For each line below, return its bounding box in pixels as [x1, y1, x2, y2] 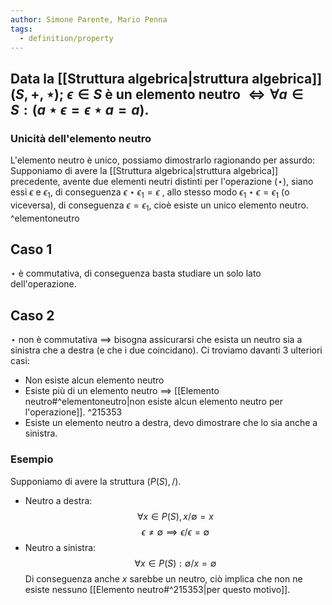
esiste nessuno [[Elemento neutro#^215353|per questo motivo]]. [24, 583, 291, 595]
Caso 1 [10, 241, 53, 258]
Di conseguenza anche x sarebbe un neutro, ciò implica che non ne [24, 572, 303, 585]
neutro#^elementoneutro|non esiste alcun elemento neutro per [24, 396, 283, 408]
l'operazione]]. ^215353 [24, 406, 123, 418]
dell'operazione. [10, 278, 77, 290]
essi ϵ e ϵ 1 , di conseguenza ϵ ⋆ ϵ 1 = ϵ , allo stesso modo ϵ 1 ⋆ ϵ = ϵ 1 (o [10, 186, 290, 200]
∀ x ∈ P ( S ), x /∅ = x [136, 510, 214, 522]
